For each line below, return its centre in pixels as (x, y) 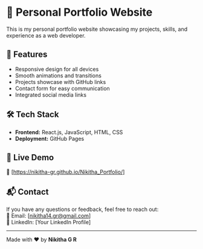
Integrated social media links (50, 95)
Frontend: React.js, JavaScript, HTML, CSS (69, 132)
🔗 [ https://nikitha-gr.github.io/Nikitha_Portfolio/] (66, 172)
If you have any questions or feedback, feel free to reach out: (82, 209)
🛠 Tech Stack (33, 115)
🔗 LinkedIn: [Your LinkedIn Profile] (49, 222)
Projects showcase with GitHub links (60, 82)
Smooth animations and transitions (58, 76)
